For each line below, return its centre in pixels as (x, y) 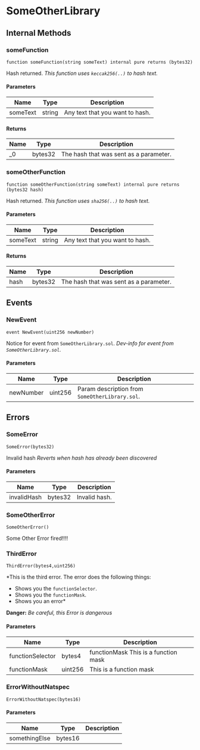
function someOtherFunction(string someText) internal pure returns (93, 185)
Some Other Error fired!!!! (37, 538)
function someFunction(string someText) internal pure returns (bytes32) (100, 62)
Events (19, 303)
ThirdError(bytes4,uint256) (41, 566)
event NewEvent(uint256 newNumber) (50, 332)
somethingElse (30, 738)
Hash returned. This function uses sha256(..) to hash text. (78, 201)
